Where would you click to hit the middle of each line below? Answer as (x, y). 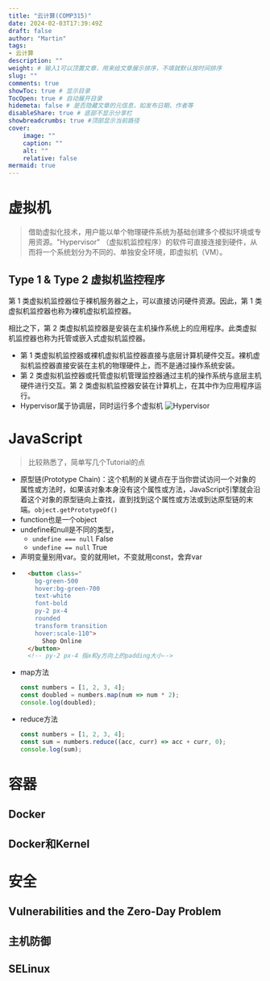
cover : (19, 128)
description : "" (35, 61)
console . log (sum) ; (51, 749)
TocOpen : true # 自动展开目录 (55, 98)
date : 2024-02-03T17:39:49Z (56, 23)
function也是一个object (58, 519)
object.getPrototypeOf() (76, 510)
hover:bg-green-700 (68, 588)
